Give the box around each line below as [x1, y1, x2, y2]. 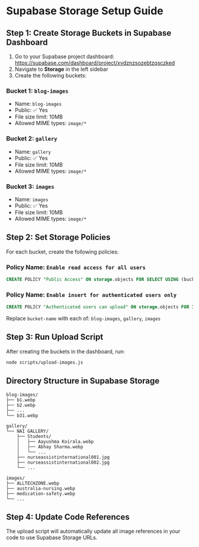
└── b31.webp [6, 412, 38, 418]
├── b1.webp [6, 397, 36, 403]
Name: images [14, 195, 49, 203]
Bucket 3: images [6, 182, 54, 190]
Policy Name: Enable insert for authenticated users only [6, 290, 177, 299]
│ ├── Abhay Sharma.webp [17, 443, 84, 450]
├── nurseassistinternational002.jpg [17, 460, 110, 465]
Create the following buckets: [14, 72, 87, 79]
